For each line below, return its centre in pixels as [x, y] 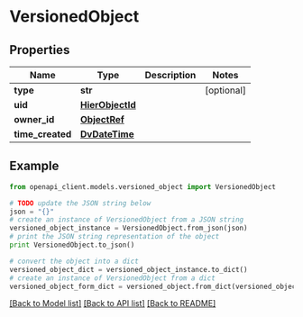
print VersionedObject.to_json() [72, 245]
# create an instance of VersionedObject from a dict [113, 278]
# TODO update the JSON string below [80, 203]
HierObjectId [108, 105]
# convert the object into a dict [74, 261]
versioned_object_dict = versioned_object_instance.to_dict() [129, 269]
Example [34, 166]
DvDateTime [107, 134]
